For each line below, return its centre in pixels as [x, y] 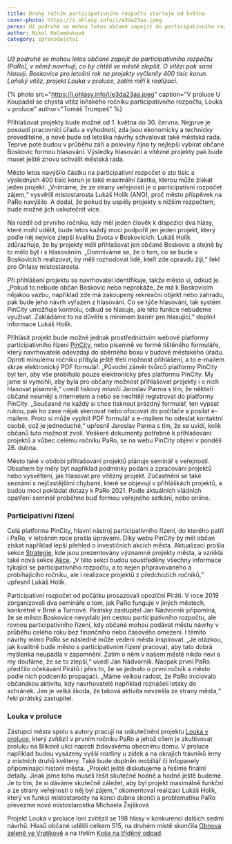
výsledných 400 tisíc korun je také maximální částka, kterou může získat [110, 180]
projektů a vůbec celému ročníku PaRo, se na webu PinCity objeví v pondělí [115, 440]
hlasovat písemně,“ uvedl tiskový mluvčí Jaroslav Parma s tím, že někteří [110, 389]
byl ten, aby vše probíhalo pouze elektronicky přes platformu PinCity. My [110, 375]
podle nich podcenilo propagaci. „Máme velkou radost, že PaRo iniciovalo [112, 676]
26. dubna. [22, 448]
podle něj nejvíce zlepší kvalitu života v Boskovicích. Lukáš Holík [99, 237]
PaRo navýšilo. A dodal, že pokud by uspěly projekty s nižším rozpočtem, [111, 202]
